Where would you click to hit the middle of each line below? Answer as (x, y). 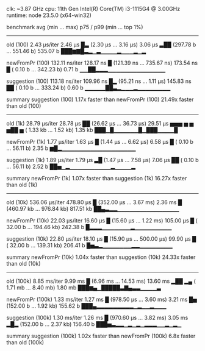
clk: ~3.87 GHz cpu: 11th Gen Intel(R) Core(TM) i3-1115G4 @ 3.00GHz (93, 9)
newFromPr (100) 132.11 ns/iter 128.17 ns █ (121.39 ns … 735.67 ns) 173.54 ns (102, 63)
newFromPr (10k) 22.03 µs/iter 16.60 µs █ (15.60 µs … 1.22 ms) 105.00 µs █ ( (102, 221)
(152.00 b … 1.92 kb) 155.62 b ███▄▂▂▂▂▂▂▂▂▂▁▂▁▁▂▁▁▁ (86, 306)
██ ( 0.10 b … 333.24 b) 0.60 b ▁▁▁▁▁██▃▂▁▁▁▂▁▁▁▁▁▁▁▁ (88, 87)
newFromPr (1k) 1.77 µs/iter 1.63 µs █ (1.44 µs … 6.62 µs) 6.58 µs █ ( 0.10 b (100, 142)
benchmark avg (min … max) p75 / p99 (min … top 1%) (75, 27)
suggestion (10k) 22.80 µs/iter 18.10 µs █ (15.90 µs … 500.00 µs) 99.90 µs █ (101, 239)
